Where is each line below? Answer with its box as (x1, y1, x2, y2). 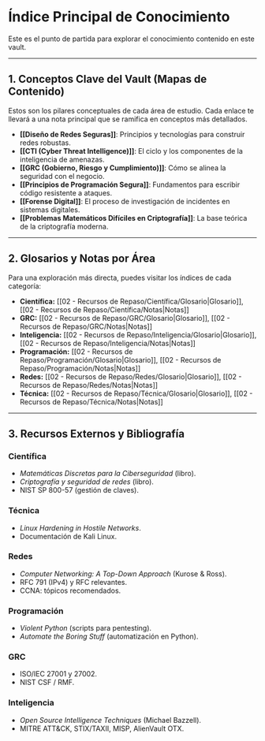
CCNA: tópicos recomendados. (19, 586, 121, 595)
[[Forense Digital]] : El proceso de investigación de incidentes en (19, 196, 230, 206)
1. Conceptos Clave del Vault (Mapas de (8, 73, 207, 86)
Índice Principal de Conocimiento (8, 8, 230, 26)
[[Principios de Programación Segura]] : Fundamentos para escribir (19, 180, 241, 189)
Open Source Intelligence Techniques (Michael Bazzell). (19, 715, 202, 724)
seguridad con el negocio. (19, 171, 105, 181)
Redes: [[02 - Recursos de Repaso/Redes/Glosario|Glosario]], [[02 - (19, 371, 242, 382)
